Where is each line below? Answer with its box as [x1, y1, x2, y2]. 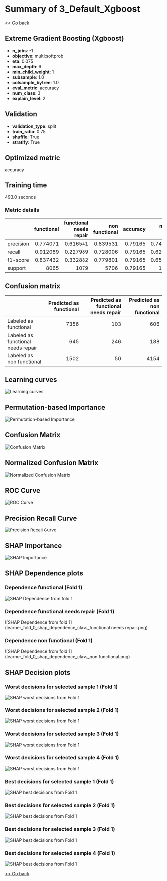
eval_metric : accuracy [12, 85, 59, 91]
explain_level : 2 [12, 95, 46, 101]
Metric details [5, 207, 40, 214]
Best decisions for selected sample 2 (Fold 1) [5, 802, 115, 809]
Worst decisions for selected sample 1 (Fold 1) [5, 683, 118, 690]
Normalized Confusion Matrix [5, 459, 98, 467]
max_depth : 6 [12, 63, 42, 69]
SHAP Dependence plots [5, 569, 83, 578]
